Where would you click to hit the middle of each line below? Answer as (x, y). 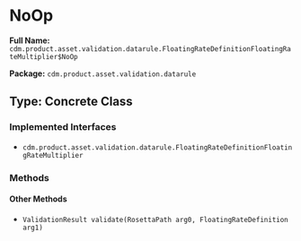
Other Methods (38, 199)
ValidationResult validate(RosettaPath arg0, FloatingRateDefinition (155, 219)
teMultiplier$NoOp (44, 56)
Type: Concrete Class (71, 102)
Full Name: (30, 40)
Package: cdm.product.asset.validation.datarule (103, 73)
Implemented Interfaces (63, 127)
